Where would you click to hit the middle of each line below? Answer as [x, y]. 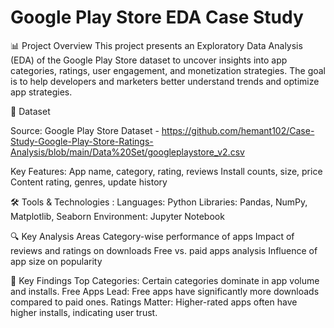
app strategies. [41, 92]
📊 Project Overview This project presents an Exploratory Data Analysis [156, 45]
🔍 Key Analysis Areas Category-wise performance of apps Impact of [152, 236]
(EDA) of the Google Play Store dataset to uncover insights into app [149, 60]
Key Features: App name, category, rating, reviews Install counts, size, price [166, 171]
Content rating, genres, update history [89, 182]
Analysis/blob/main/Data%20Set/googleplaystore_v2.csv [127, 152]
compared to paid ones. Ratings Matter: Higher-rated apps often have [154, 302]
